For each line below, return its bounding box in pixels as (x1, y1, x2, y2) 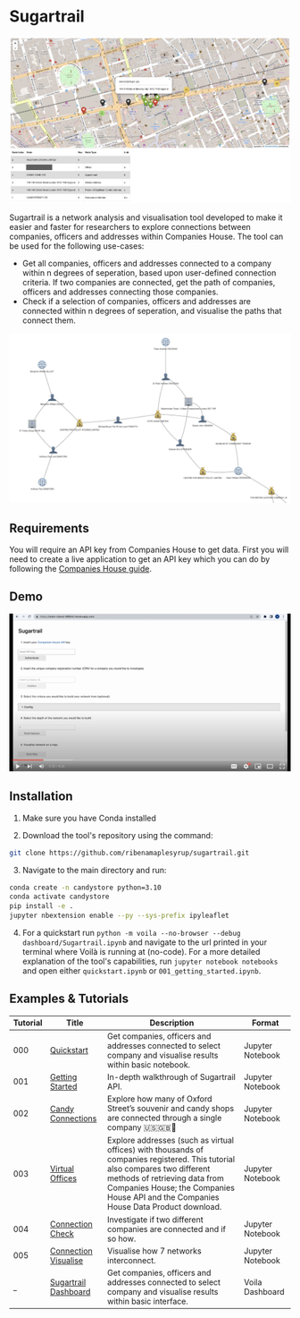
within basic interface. (106, 1296, 189, 1307)
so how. (106, 1233, 137, 1244)
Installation (9, 789, 73, 804)
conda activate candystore (9, 892, 110, 901)
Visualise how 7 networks (106, 1246, 203, 1256)
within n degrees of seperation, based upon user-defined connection (21, 268, 277, 278)
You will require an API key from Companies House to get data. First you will (9, 544, 289, 555)
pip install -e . (9, 902, 74, 911)
